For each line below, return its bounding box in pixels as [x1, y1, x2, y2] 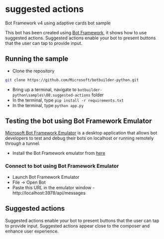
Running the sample [5, 55, 69, 63]
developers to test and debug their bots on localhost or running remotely [5, 135, 154, 141]
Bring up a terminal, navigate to [12, 86, 77, 93]
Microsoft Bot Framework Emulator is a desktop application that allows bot [5, 130, 158, 136]
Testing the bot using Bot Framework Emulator [5, 117, 152, 125]
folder [91, 92, 104, 98]
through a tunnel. [5, 140, 41, 146]
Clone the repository [12, 68, 55, 74]
